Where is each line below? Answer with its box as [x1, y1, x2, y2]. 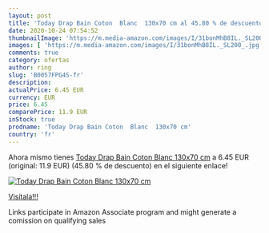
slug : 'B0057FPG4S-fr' [8, 71, 84, 79]
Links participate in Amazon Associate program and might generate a [8, 207, 237, 216]
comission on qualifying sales [8, 215, 106, 225]
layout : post [8, 11, 52, 20]
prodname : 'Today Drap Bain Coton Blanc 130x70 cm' [8, 123, 192, 131]
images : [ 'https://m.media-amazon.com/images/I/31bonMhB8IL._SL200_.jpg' [8, 41, 263, 49]
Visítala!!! [8, 192, 38, 201]
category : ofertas [8, 57, 70, 65]
